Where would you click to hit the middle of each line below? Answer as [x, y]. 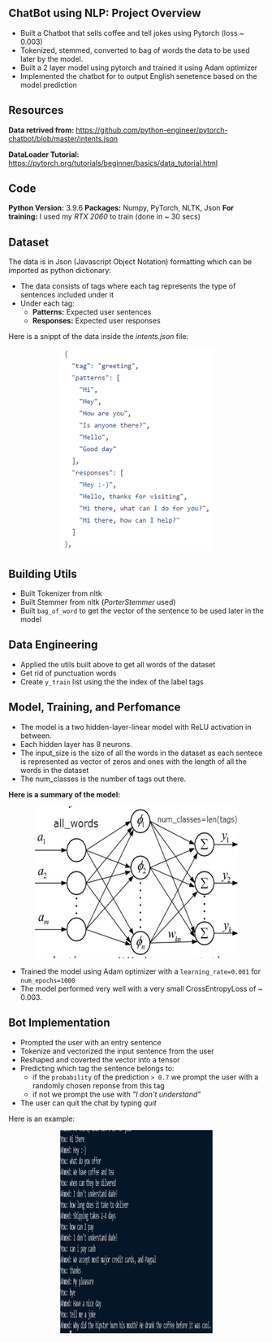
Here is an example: [42, 1118]
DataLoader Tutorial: [44, 154]
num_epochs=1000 [47, 980]
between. [36, 736]
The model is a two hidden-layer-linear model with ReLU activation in [136, 727]
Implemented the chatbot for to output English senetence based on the [138, 76]
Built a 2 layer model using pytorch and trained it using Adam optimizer [139, 67]
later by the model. [52, 59]
